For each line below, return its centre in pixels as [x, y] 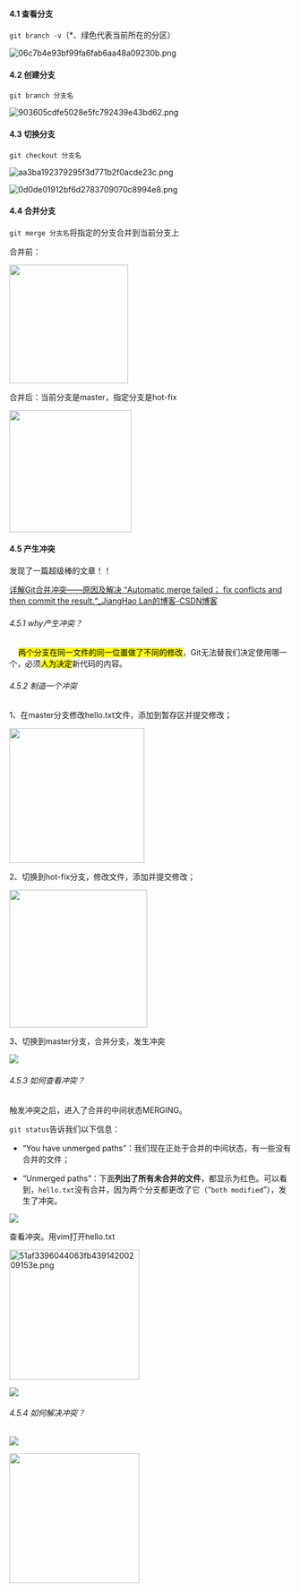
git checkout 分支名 [46, 155]
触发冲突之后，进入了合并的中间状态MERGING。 [99, 1109]
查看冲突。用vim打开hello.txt [62, 1237]
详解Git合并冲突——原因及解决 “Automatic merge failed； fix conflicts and [146, 590]
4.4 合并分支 [33, 211]
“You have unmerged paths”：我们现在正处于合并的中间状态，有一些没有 [156, 1148]
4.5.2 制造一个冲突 [43, 686]
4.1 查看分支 [31, 13]
